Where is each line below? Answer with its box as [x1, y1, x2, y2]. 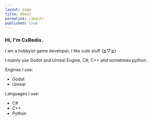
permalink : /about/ [5, 16, 45, 21]
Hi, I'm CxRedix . [5, 37, 44, 44]
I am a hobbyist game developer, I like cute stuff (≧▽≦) [5, 48, 116, 53]
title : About [5, 12, 31, 17]
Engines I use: [5, 67, 33, 72]
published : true [5, 20, 38, 26]
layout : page [5, 7, 31, 12]
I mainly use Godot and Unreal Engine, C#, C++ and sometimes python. [5, 57, 148, 63]
